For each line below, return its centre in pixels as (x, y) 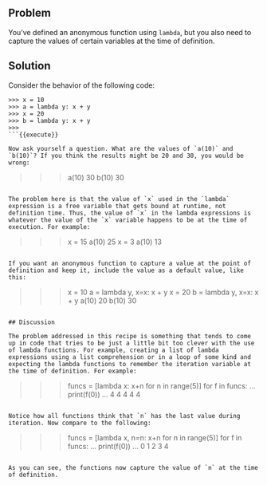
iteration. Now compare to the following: (80, 423)
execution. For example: (49, 227)
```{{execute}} (33, 135)
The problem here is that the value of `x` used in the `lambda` (119, 199)
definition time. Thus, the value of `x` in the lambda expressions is (130, 213)
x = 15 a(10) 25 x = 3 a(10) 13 (114, 242)
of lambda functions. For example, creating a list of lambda (114, 350)
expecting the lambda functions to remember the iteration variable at (130, 364)
